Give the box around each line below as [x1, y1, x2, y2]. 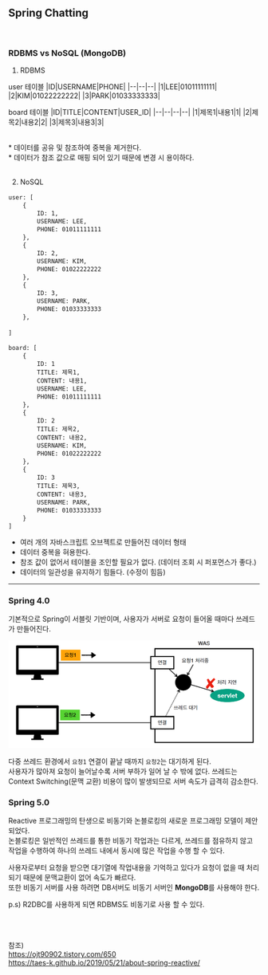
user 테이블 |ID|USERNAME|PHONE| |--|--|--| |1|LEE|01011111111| [8, 82, 218, 92]
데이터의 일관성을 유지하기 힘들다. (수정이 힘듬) [19, 568, 166, 577]
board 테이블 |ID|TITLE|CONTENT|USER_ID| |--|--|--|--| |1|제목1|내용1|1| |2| [8, 108, 253, 117]
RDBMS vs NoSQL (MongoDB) [8, 47, 126, 58]
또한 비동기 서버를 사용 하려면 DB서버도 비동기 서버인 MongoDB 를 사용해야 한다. [8, 883, 260, 892]
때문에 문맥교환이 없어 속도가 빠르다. [22, 873, 136, 883]
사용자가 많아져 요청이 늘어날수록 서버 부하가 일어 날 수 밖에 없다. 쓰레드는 [8, 766, 238, 776]
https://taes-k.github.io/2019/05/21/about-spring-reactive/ [8, 958, 201, 968]
